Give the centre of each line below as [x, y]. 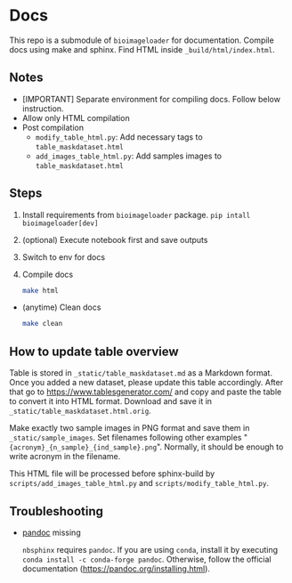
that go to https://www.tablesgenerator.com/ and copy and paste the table [146, 392]
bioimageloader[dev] [60, 223]
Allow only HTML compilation [76, 117]
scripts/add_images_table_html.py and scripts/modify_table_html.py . [139, 483]
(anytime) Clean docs [61, 307]
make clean [42, 324]
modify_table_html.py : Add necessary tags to [119, 137]
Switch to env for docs [63, 257]
